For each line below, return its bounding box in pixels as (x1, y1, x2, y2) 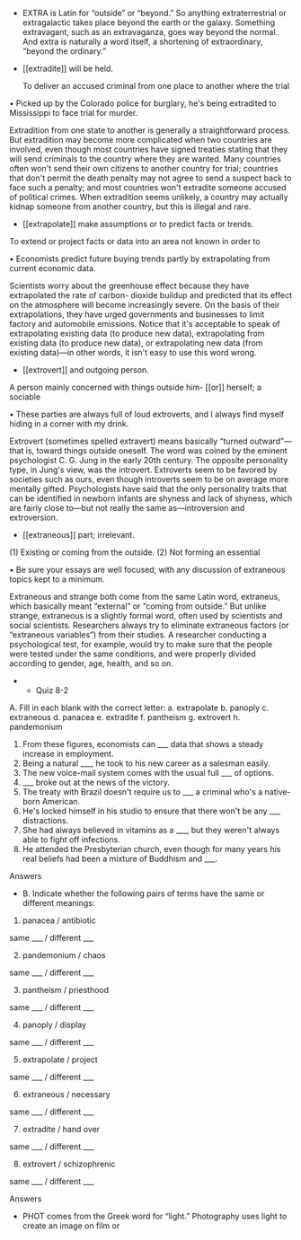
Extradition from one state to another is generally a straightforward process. (9, 125, 290, 136)
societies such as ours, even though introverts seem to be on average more (9, 474, 289, 484)
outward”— (250, 435, 292, 446)
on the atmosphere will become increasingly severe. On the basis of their (9, 300, 280, 310)
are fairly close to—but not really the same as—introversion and (9, 503, 245, 513)
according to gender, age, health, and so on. (9, 658, 173, 668)
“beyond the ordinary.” (22, 46, 106, 57)
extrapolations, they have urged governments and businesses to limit (9, 309, 265, 320)
